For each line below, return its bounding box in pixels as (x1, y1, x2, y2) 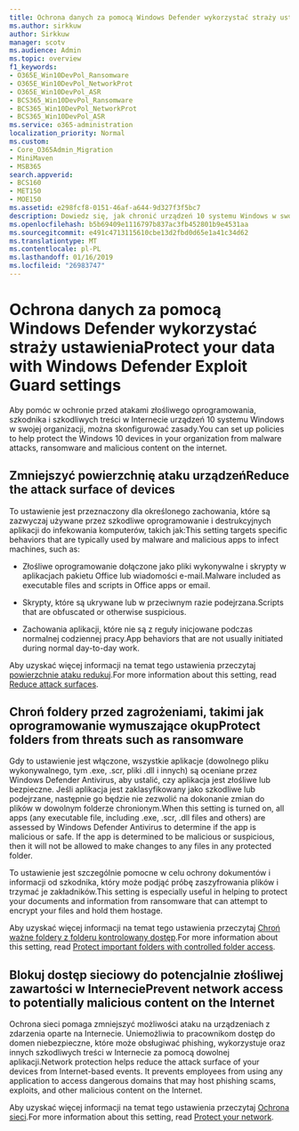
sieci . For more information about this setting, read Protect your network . (9, 1111, 274, 1122)
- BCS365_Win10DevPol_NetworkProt (9, 104, 138, 113)
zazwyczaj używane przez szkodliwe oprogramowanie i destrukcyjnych (9, 515, 271, 526)
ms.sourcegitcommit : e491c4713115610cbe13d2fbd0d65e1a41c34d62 (9, 228, 249, 237)
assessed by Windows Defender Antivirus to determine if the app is (9, 822, 256, 833)
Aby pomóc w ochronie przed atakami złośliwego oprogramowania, (9, 404, 256, 415)
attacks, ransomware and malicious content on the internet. (9, 442, 228, 453)
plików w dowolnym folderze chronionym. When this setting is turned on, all (9, 803, 285, 814)
